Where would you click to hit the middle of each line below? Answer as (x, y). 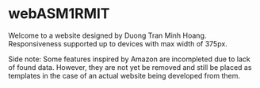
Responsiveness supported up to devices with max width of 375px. (118, 43)
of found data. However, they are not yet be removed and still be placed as (130, 67)
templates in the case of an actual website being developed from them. (124, 75)
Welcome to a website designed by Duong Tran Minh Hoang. (107, 35)
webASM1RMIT (59, 14)
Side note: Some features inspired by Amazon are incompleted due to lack (130, 59)
